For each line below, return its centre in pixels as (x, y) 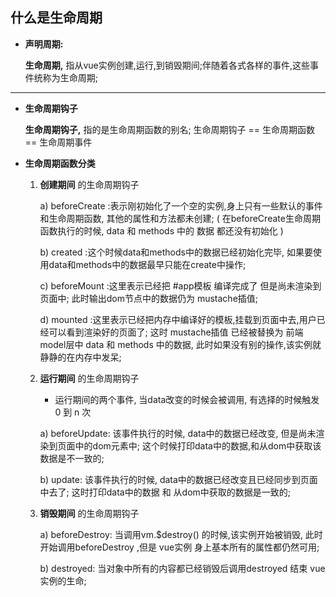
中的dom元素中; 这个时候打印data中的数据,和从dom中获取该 (198, 445)
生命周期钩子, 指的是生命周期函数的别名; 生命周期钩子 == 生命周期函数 (169, 129)
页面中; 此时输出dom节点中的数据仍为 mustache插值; (149, 298)
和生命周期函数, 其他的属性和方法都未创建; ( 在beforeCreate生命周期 (180, 218)
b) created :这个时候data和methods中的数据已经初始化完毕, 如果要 (176, 252)
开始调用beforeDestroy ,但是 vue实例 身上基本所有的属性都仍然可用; (179, 547)
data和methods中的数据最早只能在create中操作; (147, 264)
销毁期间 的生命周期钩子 (89, 513)
